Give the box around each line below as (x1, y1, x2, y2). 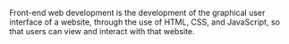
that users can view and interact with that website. (9, 26, 195, 36)
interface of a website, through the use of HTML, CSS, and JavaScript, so (9, 17, 280, 27)
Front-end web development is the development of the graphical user (9, 8, 266, 18)
